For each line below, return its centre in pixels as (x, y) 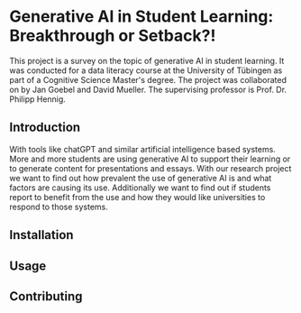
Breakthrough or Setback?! (113, 36)
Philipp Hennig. (37, 99)
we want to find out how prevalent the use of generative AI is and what (141, 178)
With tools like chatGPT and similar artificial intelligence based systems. (143, 149)
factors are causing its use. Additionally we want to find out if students (140, 188)
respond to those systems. (59, 207)
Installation (41, 235)
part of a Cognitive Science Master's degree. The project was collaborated (148, 79)
